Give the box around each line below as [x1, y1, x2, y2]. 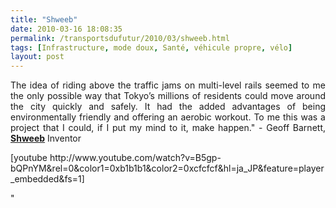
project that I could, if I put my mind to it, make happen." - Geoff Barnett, [10, 122, 326, 134]
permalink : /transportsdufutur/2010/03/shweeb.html [10, 33, 230, 43]
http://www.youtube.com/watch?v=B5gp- [49, 152, 222, 164]
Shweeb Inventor [10, 132, 82, 145]
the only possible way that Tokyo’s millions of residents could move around [10, 90, 326, 102]
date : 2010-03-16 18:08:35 [10, 24, 123, 34]
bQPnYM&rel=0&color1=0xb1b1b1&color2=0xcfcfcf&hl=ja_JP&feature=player [10, 162, 325, 175]
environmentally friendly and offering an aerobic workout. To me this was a [10, 111, 326, 123]
